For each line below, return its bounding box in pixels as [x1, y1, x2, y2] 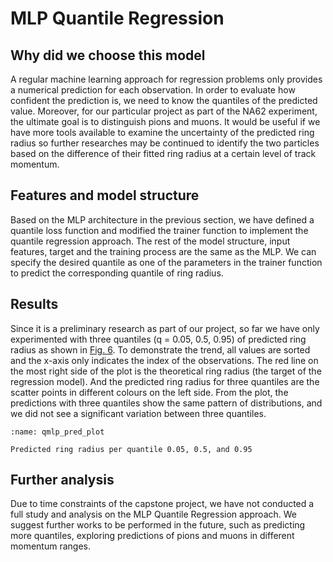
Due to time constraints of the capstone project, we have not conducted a [10, 498, 315, 510]
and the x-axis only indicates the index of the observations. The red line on [10, 354, 319, 366]
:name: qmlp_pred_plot [10, 427, 105, 437]
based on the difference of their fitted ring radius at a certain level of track [10, 148, 317, 159]
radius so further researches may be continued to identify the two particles [10, 137, 320, 149]
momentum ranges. [10, 540, 91, 552]
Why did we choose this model [10, 47, 206, 64]
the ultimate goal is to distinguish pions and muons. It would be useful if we [10, 116, 321, 127]
